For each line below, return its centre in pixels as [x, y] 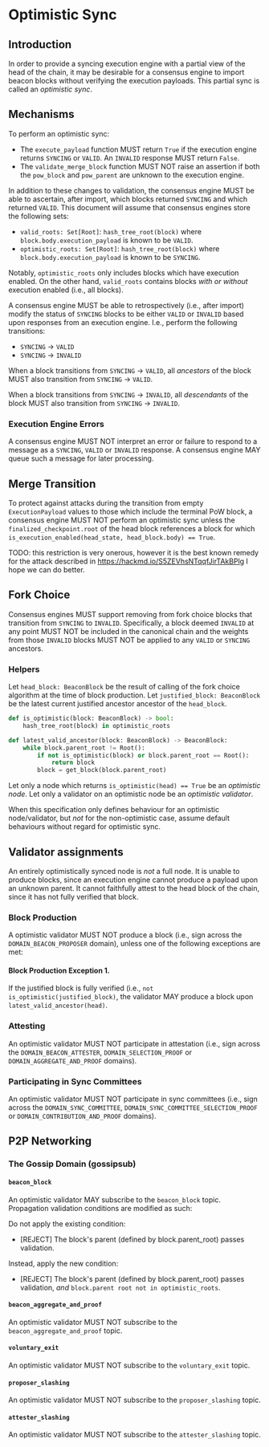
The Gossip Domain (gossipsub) [72, 1164]
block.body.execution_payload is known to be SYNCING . [110, 257]
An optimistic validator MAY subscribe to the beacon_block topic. [114, 1199]
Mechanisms [41, 114]
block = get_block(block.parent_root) [102, 770]
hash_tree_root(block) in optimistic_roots [97, 726]
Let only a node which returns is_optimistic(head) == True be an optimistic [134, 786]
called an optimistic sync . [51, 89]
